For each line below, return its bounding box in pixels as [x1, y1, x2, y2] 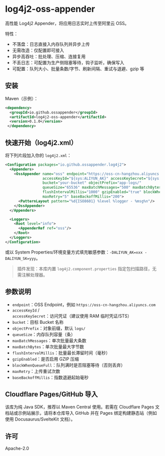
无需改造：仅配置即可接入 [12, 47, 64, 53]
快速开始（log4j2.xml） [5, 139, 78, 147]
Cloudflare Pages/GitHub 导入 [5, 390, 98, 399]
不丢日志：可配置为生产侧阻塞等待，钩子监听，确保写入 [12, 59, 124, 65]
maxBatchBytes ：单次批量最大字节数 [12, 343, 84, 349]
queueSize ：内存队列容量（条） [12, 331, 76, 337]
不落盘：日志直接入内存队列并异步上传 [12, 41, 90, 47]
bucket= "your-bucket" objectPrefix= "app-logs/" [42, 180, 141, 185]
